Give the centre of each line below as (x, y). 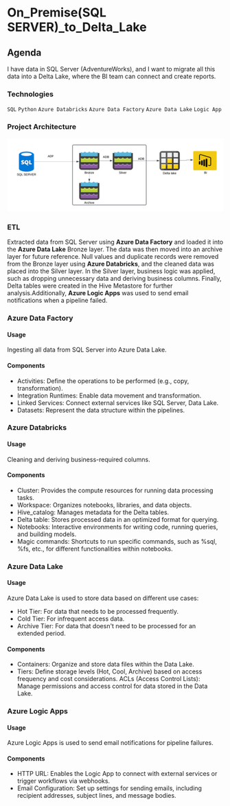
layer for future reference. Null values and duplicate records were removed (113, 257)
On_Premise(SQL (57, 13)
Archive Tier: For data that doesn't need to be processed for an (106, 625)
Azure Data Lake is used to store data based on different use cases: (103, 598)
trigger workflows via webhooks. (64, 781)
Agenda (24, 53)
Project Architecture (42, 127)
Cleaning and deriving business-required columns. (79, 459)
